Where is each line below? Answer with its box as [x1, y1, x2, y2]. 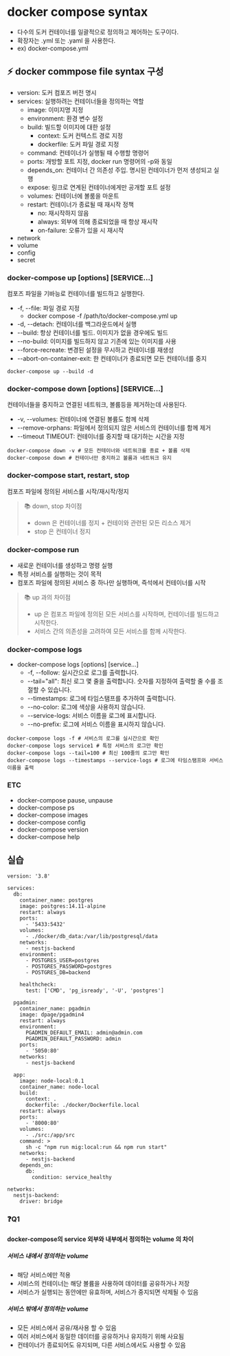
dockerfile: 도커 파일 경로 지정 [37, 140, 119, 148]
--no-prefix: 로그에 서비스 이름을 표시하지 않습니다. [27, 720, 166, 728]
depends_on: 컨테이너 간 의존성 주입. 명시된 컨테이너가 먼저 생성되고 [27, 166, 213, 174]
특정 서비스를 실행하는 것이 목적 [16, 569, 102, 578]
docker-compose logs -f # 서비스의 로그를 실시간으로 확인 [7, 735, 159, 742]
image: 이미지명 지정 [27, 105, 84, 114]
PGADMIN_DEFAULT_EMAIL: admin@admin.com [25, 1030, 143, 1037]
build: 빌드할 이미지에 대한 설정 [27, 123, 111, 131]
